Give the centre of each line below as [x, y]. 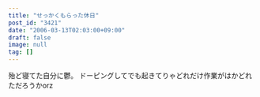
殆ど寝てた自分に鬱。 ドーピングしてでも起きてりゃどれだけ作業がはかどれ [130, 75]
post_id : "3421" [35, 23]
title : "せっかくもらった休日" [54, 15]
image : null [28, 45]
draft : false [30, 37]
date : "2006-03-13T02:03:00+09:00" [67, 30]
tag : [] [21, 52]
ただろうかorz [31, 85]
